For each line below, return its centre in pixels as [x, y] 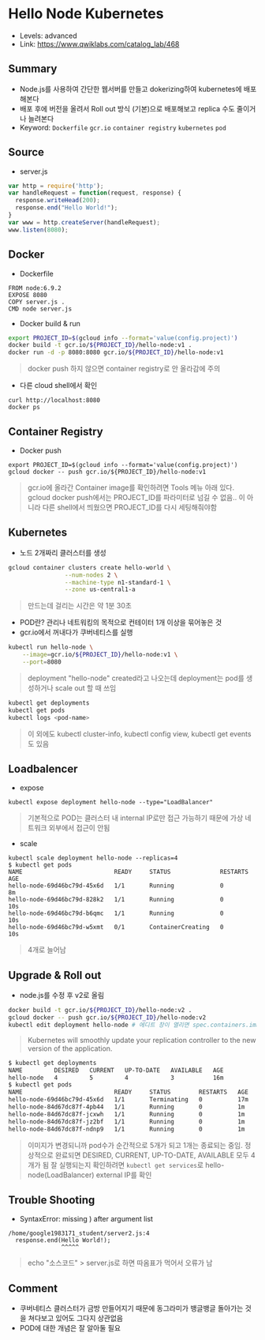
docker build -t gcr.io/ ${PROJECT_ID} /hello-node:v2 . [100, 1011]
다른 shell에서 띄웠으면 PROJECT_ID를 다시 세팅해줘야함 [130, 507]
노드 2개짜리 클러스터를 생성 [63, 552]
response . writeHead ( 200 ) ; [58, 201]
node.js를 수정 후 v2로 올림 [62, 996]
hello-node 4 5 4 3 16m [116, 1078]
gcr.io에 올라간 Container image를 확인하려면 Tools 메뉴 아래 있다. [131, 487]
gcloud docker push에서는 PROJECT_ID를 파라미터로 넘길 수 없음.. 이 [136, 497]
